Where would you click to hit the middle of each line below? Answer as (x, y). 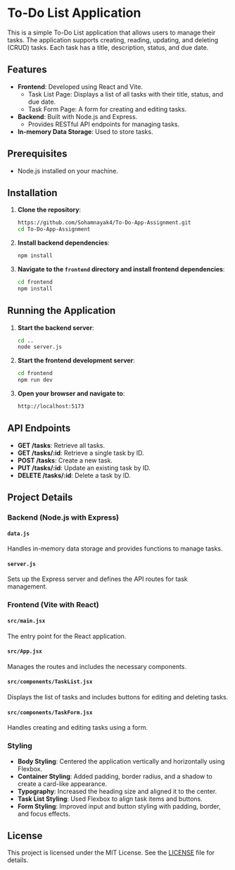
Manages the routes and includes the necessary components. (97, 666)
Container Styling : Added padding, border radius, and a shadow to (115, 776)
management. (27, 587)
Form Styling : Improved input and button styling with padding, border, (119, 806)
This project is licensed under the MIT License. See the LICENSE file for (111, 853)
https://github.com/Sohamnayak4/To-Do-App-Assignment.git (104, 223)
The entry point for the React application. (67, 636)
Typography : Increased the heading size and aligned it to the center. (117, 791)
